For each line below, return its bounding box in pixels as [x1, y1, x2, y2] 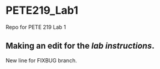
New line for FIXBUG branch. [5, 56, 78, 64]
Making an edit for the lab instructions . [5, 41, 155, 51]
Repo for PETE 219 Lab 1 [5, 23, 66, 31]
